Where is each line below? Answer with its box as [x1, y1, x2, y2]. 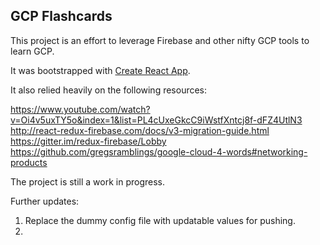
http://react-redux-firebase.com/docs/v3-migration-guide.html [10, 124, 270, 136]
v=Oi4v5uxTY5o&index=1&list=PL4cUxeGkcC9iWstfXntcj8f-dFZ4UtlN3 [10, 114, 303, 126]
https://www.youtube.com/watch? [10, 103, 151, 115]
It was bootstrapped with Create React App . [10, 64, 191, 76]
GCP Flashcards [10, 8, 113, 25]
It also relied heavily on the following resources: [10, 84, 208, 96]
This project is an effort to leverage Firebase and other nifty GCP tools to [10, 34, 310, 46]
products [10, 156, 48, 168]
